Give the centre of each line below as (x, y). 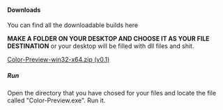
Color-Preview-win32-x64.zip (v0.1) (59, 60)
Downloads (24, 10)
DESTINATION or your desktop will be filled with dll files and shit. (101, 46)
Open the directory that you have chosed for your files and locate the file (112, 93)
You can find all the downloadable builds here (73, 25)
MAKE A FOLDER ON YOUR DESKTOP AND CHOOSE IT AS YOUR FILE (109, 39)
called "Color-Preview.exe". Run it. (56, 100)
